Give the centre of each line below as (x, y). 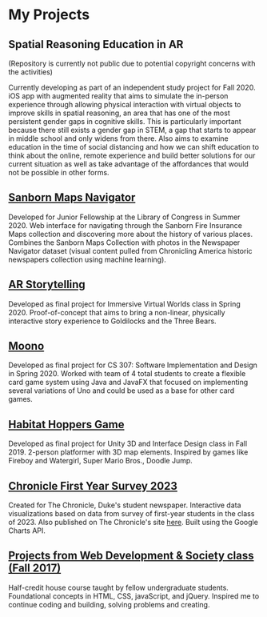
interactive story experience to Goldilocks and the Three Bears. (113, 321)
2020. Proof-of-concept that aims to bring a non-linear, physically (117, 312)
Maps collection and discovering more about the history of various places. (131, 234)
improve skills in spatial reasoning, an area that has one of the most (119, 113)
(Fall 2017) (35, 569)
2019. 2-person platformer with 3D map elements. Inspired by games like (128, 452)
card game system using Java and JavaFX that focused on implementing (128, 383)
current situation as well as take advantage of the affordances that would (129, 164)
